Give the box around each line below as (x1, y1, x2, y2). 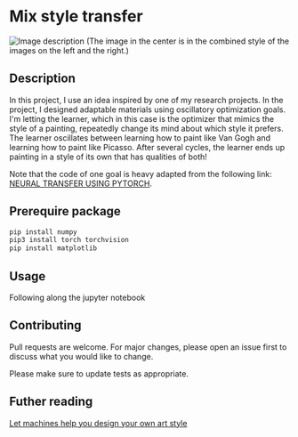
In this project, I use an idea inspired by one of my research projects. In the (9, 94, 284, 105)
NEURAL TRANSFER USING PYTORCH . (9, 178, 153, 189)
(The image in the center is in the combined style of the (85, 36, 290, 46)
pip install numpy (9, 227, 77, 237)
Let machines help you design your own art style (9, 417, 188, 428)
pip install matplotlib (9, 244, 98, 253)
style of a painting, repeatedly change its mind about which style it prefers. (9, 123, 285, 134)
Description (9, 71, 76, 86)
